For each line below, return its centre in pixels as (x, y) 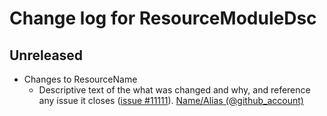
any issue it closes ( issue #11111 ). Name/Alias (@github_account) (171, 100)
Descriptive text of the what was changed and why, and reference (174, 90)
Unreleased (46, 55)
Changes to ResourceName (80, 79)
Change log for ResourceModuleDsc (163, 18)
